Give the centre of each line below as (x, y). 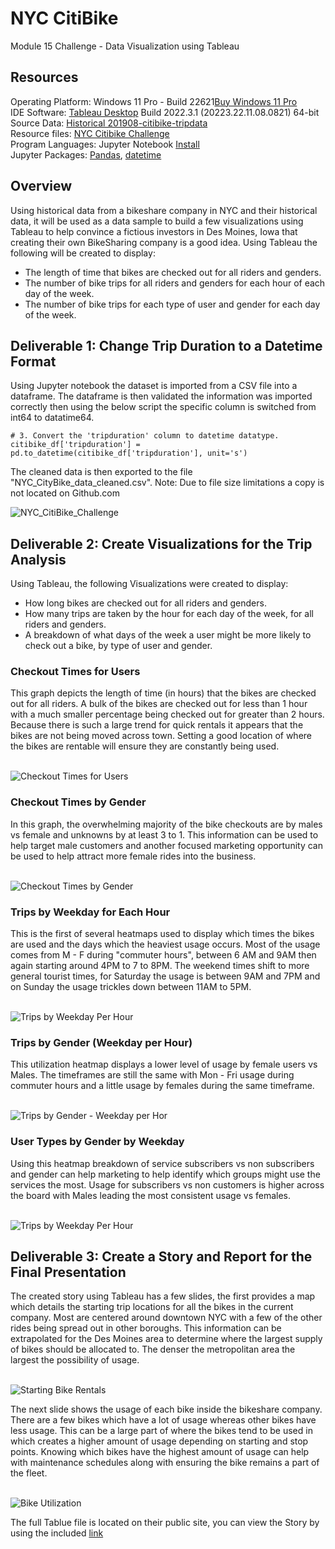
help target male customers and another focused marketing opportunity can (166, 845)
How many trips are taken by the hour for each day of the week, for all (169, 614)
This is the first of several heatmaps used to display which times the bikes (162, 934)
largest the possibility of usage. (75, 1360)
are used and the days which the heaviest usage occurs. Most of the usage (165, 944)
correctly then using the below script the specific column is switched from (163, 407)
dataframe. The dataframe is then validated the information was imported (161, 396)
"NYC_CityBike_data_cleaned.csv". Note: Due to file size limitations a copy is (167, 483)
